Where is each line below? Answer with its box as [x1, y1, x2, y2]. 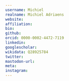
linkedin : [5, 40, 26, 45]
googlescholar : [5, 45, 37, 50]
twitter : [5, 54, 24, 59]
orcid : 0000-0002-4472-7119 [5, 36, 64, 41]
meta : [5, 63, 17, 68]
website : [5, 17, 24, 22]
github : [5, 31, 22, 36]
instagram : [5, 68, 28, 73]
